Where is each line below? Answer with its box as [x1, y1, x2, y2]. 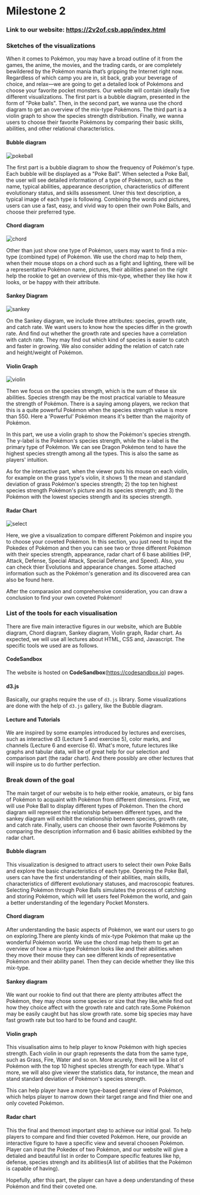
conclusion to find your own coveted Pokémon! [6, 594, 122, 602]
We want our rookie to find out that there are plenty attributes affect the [6, 991, 182, 998]
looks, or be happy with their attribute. [6, 278, 100, 285]
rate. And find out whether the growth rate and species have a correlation [6, 330, 187, 337]
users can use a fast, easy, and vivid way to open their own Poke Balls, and [6, 202, 191, 209]
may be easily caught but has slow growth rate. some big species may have [6, 1010, 193, 1017]
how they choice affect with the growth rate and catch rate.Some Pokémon [6, 1004, 191, 1011]
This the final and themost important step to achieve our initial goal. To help [6, 1126, 192, 1134]
